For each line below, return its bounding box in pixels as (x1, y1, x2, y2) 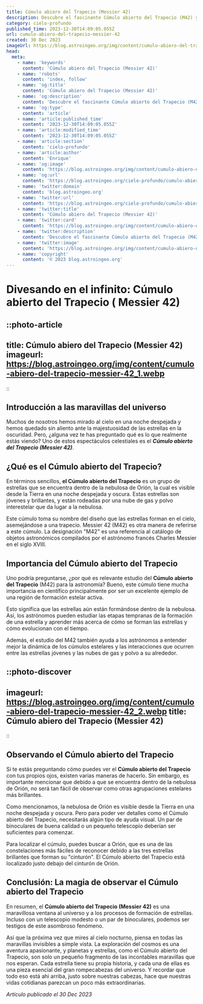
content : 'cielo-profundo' (22, 144, 91, 150)
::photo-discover (6, 667, 72, 677)
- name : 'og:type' (17, 104, 63, 111)
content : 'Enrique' (22, 155, 71, 161)
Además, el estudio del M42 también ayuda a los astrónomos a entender (6, 636, 187, 644)
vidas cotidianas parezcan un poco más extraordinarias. (6, 979, 146, 986)
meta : (11, 54, 26, 60)
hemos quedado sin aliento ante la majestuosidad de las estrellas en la (6, 424, 182, 432)
